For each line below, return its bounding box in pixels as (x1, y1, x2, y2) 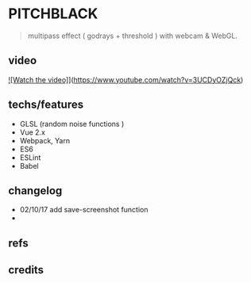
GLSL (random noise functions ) (19, 119, 125, 128)
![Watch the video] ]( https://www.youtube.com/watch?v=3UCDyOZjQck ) (8, 74, 244, 84)
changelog (8, 184, 63, 197)
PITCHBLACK (8, 5, 98, 23)
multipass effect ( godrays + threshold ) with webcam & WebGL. (27, 31, 238, 40)
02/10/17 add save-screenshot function (19, 205, 149, 215)
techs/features (8, 98, 84, 112)
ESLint (19, 152, 41, 162)
